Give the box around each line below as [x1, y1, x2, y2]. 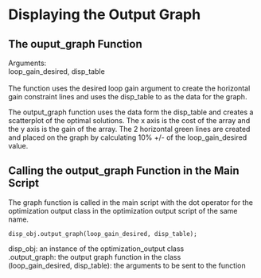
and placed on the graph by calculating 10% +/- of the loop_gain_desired [8, 133, 247, 142]
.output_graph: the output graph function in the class [8, 252, 181, 261]
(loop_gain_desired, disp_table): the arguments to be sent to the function [8, 261, 246, 270]
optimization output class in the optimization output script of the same [8, 206, 238, 215]
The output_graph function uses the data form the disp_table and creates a [8, 107, 254, 117]
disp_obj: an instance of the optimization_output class [8, 244, 185, 253]
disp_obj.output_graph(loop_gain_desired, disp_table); [8, 230, 197, 237]
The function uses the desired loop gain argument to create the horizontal [8, 83, 251, 93]
